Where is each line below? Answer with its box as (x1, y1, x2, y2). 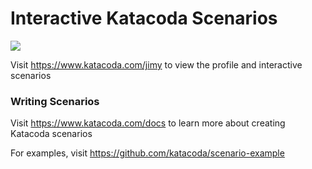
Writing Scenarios (10, 94, 100, 108)
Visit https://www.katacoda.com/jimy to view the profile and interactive (10, 58, 303, 71)
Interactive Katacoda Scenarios (10, 7, 278, 30)
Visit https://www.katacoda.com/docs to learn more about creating (10, 117, 286, 129)
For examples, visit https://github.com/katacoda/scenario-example (10, 147, 285, 159)
